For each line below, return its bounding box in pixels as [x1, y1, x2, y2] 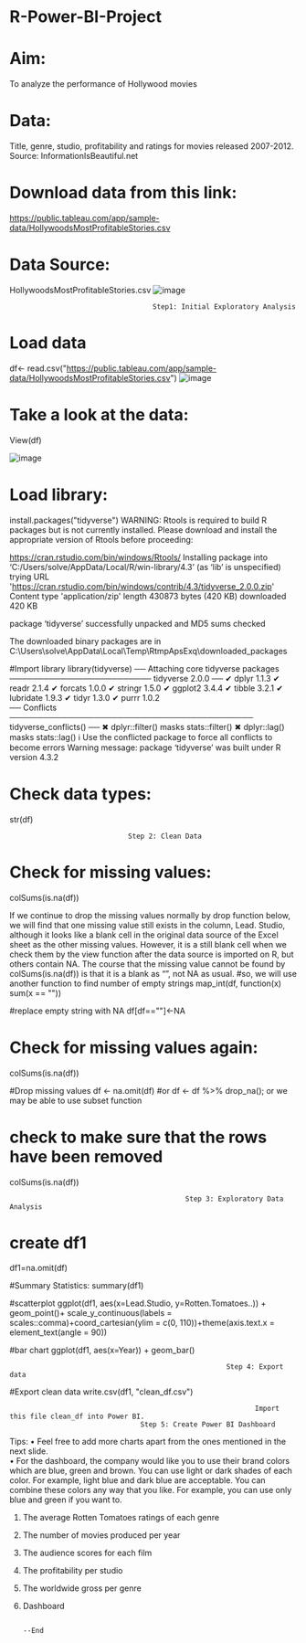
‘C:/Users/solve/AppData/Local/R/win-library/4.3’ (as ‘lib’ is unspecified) [9, 561, 281, 572]
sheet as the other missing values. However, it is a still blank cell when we [9, 938, 288, 949]
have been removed [9, 1146, 164, 1167]
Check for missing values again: [9, 1037, 259, 1057]
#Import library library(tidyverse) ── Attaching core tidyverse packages [9, 662, 280, 673]
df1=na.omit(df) [9, 1263, 69, 1274]
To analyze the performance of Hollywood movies [9, 79, 198, 90]
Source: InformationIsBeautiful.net [9, 151, 139, 162]
